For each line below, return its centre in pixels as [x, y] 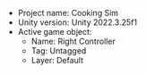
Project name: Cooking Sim [68, 13]
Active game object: [55, 32]
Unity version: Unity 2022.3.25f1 [77, 22]
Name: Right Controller [73, 41]
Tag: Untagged [59, 51]
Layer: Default [57, 60]
